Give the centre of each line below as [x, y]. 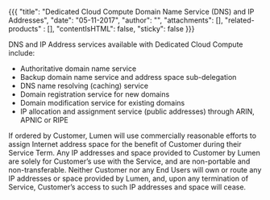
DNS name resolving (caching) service [84, 85]
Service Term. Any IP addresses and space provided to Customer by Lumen [134, 153]
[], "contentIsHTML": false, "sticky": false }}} [121, 29]
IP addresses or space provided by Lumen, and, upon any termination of [128, 178]
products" [25, 29]
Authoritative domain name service [78, 69]
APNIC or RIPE [44, 120]
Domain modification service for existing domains [102, 103]
